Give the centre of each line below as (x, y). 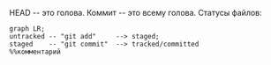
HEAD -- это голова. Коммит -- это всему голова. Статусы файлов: (135, 13)
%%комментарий (35, 52)
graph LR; (27, 29)
